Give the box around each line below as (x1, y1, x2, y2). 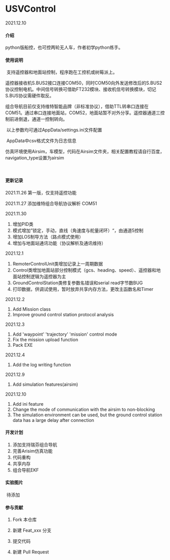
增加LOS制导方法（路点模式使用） (12, 234, 84, 240)
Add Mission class (12, 306, 51, 312)
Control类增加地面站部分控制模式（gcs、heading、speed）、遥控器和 (12, 267, 157, 273)
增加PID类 (12, 221, 34, 227)
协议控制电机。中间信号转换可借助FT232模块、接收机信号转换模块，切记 (5, 86, 157, 92)
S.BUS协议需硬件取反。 (5, 92, 54, 99)
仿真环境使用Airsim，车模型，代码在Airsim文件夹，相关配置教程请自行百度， (5, 148, 164, 155)
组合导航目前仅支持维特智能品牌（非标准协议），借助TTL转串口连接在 (5, 104, 149, 110)
